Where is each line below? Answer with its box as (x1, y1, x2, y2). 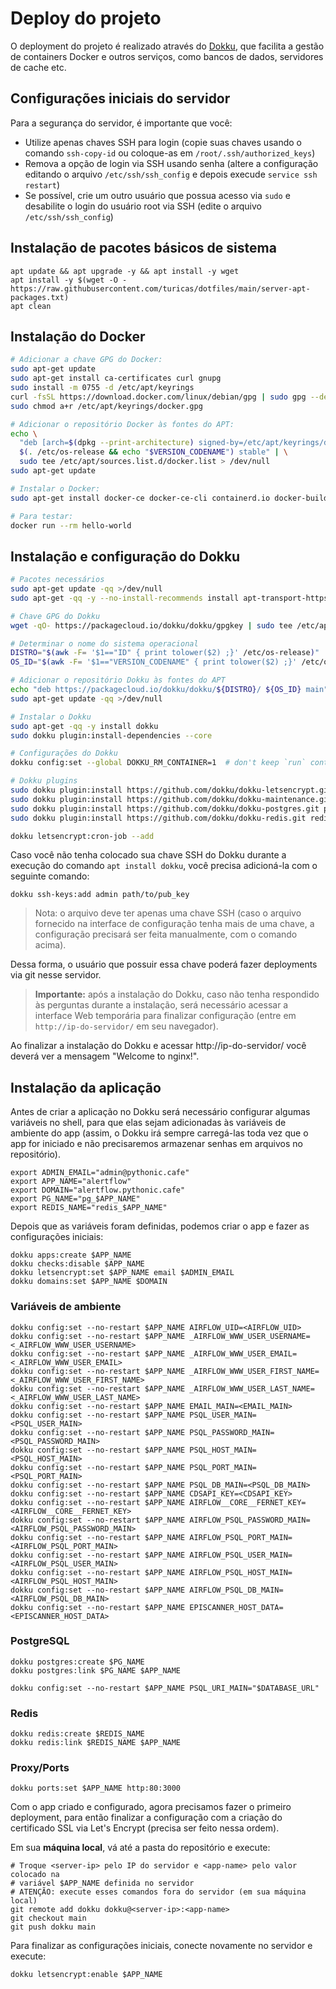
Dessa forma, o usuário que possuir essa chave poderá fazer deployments (10, 958, 318, 971)
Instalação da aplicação (10, 1079, 162, 1096)
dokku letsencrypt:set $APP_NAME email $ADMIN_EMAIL (10, 1268, 235, 1278)
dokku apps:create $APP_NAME (10, 1250, 132, 1261)
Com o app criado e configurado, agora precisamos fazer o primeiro (10, 1801, 292, 1813)
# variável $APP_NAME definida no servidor (10, 1878, 195, 1889)
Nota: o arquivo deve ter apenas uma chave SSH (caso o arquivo (34, 907, 302, 919)
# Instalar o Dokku (10, 712, 92, 722)
